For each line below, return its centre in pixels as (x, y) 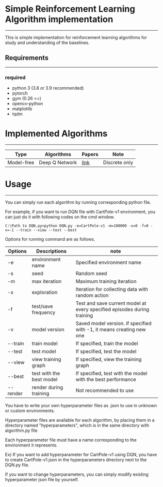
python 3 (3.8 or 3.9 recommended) (48, 88)
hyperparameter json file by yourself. (42, 479)
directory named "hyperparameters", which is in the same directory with (77, 425)
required (15, 78)
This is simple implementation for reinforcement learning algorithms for (76, 37)
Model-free (21, 162)
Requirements (27, 58)
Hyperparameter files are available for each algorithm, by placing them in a (80, 420)
